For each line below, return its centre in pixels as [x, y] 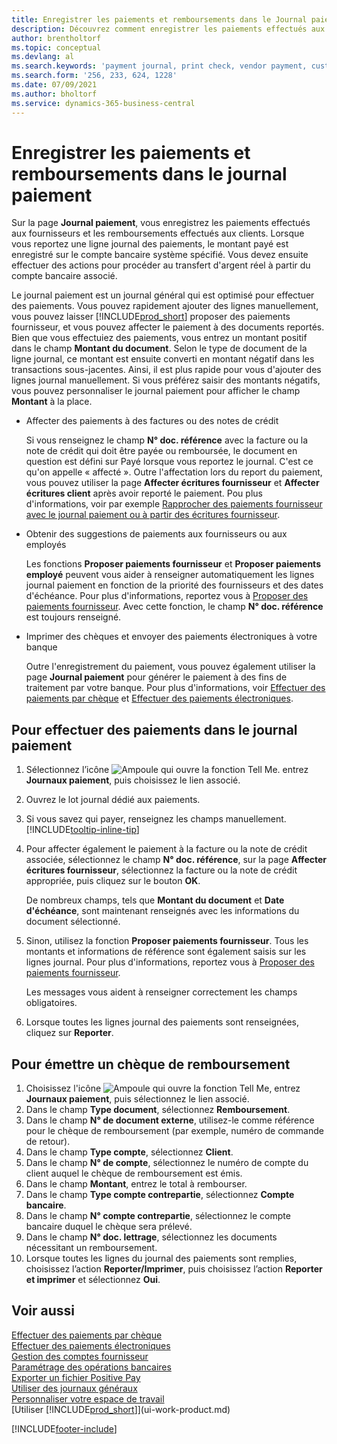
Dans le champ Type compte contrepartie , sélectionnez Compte [160, 1195]
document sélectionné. [73, 922]
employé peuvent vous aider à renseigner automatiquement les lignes [170, 575]
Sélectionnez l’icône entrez [167, 770]
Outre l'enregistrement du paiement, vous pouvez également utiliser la [170, 667]
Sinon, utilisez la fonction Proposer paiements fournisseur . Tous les [167, 941]
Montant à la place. [52, 402]
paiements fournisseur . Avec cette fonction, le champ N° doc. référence [174, 607]
